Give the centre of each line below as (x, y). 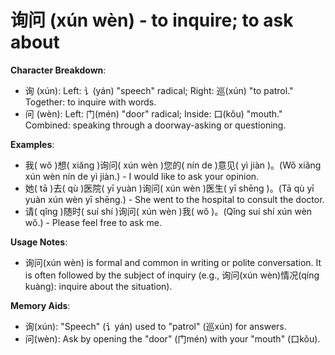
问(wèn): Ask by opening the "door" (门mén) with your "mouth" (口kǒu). (172, 338)
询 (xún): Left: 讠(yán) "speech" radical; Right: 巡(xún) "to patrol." (159, 90)
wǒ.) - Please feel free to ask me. (93, 222)
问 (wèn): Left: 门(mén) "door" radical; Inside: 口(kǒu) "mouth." (153, 113)
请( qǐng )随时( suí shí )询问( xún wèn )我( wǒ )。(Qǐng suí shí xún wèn (168, 211)
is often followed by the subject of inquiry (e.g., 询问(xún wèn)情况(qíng (172, 275)
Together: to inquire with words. (90, 102)
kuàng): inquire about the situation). (98, 286)
